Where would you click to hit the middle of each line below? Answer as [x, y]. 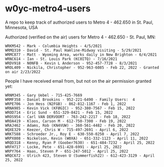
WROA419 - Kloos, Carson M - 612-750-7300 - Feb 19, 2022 [66, 121]
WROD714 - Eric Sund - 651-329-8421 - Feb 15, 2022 [59, 112]
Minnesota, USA [22, 27]
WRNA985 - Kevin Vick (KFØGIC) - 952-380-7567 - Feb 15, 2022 [70, 108]
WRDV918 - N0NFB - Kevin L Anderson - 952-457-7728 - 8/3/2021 [71, 63]
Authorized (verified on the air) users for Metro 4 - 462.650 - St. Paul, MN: [81, 37]
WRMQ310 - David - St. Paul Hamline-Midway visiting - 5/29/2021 [73, 50]
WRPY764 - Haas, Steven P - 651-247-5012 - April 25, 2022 [67, 151]
